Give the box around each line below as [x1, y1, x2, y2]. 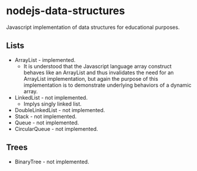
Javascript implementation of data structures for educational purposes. [6, 24, 180, 31]
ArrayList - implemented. [14, 56, 76, 63]
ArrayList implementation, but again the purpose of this [23, 75, 159, 82]
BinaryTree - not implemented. [14, 158, 90, 165]
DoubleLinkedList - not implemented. [14, 106, 105, 113]
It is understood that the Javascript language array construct [23, 63, 172, 70]
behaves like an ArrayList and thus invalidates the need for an [23, 69, 174, 76]
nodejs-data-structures [6, 4, 125, 18]
